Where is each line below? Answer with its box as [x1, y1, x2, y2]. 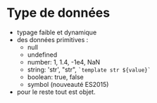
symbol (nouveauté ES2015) [27, 80, 109, 88]
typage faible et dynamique [16, 28, 97, 36]
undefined [27, 50, 58, 59]
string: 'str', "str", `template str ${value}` [27, 65, 151, 74]
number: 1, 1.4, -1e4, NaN [27, 57, 101, 66]
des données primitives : [16, 35, 89, 43]
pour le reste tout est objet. [16, 88, 96, 96]
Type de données [6, 5, 111, 21]
